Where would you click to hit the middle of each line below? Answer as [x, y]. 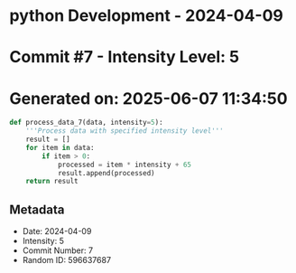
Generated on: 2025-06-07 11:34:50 [148, 98]
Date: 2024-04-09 [57, 231]
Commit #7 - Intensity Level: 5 [125, 57]
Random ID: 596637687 [66, 260]
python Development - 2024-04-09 [147, 16]
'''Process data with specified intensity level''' [125, 131]
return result [52, 182]
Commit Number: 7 [57, 250]
